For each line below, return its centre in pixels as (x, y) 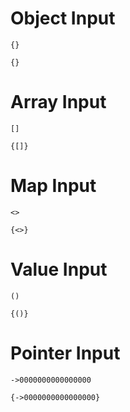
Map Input (53, 186)
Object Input (63, 18)
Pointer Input (65, 353)
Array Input (58, 102)
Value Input (59, 269)
